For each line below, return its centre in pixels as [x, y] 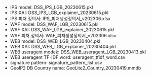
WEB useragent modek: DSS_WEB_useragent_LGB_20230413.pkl [78, 52]
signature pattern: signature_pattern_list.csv [56, 63]
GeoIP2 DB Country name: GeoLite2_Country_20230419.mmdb [75, 68]
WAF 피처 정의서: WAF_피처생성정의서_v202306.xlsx [63, 35]
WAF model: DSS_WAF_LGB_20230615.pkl [54, 24]
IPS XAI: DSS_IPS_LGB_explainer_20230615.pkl [59, 13]
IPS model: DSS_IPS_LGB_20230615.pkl [51, 7]
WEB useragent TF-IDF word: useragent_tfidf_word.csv [68, 57]
